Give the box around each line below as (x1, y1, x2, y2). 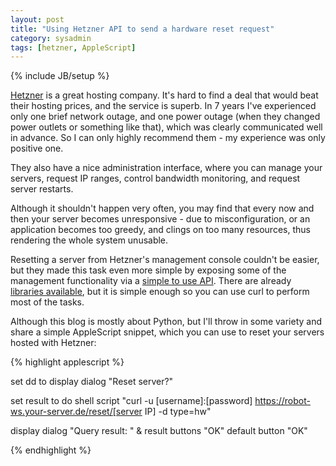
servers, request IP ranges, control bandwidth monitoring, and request (10, 172, 301, 185)
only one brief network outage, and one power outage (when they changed (10, 111, 321, 123)
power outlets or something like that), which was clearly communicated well (10, 121, 323, 133)
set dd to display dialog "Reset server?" (10, 376, 174, 388)
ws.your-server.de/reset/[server (10, 406, 143, 418)
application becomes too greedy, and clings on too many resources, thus (10, 224, 311, 236)
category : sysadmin (10, 33, 92, 43)
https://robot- (254, 395, 311, 407)
